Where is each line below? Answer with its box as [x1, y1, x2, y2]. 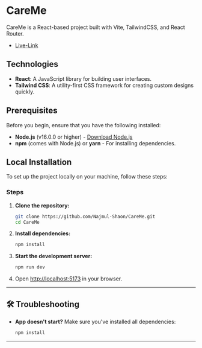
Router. [6, 30, 24, 37]
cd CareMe [14, 219, 40, 225]
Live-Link [14, 42, 38, 49]
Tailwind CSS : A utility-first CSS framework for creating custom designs [14, 81, 194, 89]
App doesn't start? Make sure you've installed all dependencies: [14, 318, 176, 325]
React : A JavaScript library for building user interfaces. [14, 75, 152, 82]
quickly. [14, 88, 35, 95]
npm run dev [14, 264, 45, 270]
